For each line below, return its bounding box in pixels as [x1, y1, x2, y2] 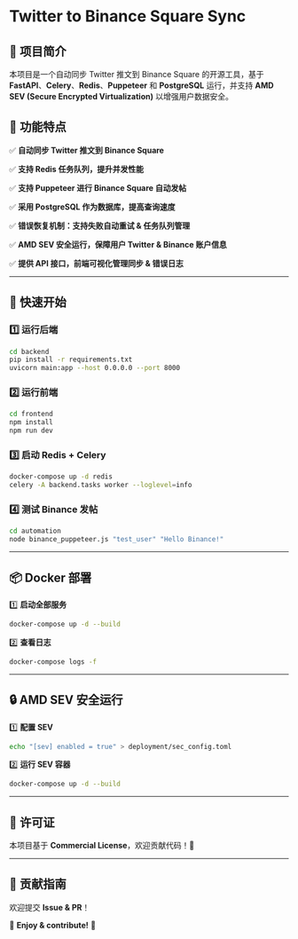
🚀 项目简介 [9, 43, 67, 59]
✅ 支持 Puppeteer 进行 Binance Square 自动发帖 [9, 182, 187, 193]
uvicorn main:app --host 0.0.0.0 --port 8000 [9, 364, 180, 373]
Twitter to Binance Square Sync [9, 6, 247, 27]
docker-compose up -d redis [9, 472, 114, 481]
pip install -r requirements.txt [9, 355, 133, 365]
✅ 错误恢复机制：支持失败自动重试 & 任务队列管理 [9, 220, 191, 231]
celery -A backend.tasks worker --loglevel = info [9, 481, 192, 490]
